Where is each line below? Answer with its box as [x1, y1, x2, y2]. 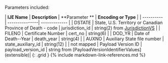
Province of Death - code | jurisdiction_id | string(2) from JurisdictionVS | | [5, 25, 160, 31]
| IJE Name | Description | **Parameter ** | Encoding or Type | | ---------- [5, 14, 163, 20]
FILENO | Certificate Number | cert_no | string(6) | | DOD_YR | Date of [5, 30, 150, 36]
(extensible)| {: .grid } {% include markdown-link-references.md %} [5, 52, 146, 58]
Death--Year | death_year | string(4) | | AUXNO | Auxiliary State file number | [5, 36, 164, 42]
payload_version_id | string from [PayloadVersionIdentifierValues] [5, 47, 142, 52]
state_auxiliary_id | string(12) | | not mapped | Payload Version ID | [5, 41, 143, 47]
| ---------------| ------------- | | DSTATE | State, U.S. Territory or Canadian [5, 20, 163, 25]
